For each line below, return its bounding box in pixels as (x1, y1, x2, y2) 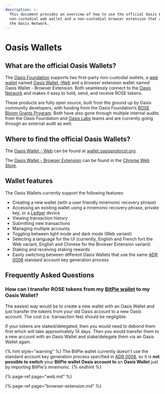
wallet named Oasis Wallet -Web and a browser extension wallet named (5, 80, 150, 86)
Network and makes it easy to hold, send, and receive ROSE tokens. (5, 90, 143, 96)
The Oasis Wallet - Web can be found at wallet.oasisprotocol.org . (5, 148, 137, 154)
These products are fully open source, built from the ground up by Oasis (5, 100, 152, 106)
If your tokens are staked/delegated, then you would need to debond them (5, 323, 156, 329)
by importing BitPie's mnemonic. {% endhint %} (5, 364, 102, 370)
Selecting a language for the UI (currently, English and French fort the (12, 236, 153, 242)
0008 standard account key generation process (12, 256, 109, 263)
